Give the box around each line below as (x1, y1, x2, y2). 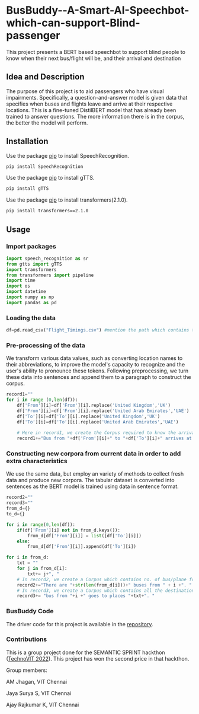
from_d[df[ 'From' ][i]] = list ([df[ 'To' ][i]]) (27, 533, 142, 538)
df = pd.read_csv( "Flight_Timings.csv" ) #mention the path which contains (6, 327, 190, 333)
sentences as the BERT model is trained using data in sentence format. (6, 483, 179, 490)
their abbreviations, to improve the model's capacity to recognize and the (6, 361, 185, 368)
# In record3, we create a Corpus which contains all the (17, 588, 163, 594)
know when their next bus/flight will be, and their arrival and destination (6, 55, 181, 62)
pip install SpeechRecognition (6, 164, 84, 170)
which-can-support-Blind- (6, 16, 140, 30)
